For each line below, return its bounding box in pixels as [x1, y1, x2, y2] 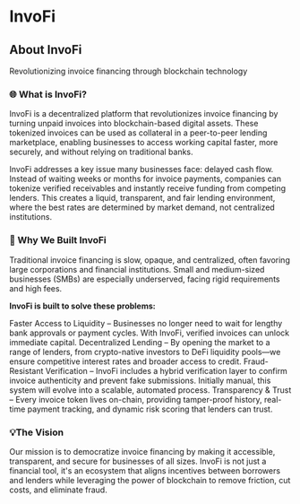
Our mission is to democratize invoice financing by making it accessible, [9, 446, 276, 456]
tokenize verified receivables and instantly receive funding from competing [9, 183, 287, 194]
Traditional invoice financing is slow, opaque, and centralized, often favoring [9, 254, 291, 265]
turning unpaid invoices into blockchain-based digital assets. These [9, 118, 259, 129]
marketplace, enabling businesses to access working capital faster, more [9, 137, 279, 148]
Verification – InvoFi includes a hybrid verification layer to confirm [45, 365, 288, 376]
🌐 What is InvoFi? [9, 88, 88, 100]
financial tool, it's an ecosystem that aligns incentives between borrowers [9, 465, 280, 476]
